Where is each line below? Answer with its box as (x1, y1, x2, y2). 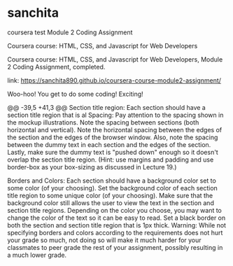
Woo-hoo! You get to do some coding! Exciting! (7, 90, 143, 98)
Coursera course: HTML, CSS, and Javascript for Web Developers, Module (7, 55, 223, 64)
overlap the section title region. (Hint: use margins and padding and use (7, 155, 214, 164)
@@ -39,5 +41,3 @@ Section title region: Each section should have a (7, 103, 206, 111)
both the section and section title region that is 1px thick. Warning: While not (7, 220, 226, 229)
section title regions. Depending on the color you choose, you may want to (7, 206, 223, 214)
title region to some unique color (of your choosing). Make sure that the (7, 191, 213, 199)
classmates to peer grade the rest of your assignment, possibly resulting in (7, 243, 223, 251)
